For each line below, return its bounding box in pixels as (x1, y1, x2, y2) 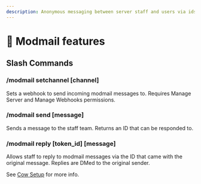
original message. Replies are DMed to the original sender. (6, 160, 150, 167)
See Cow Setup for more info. (6, 171, 80, 178)
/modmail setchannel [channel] (6, 76, 99, 84)
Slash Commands (6, 58, 74, 69)
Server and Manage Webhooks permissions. (6, 96, 115, 103)
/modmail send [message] (6, 111, 84, 119)
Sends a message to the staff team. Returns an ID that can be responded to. (6, 124, 193, 131)
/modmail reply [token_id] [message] (6, 139, 116, 148)
